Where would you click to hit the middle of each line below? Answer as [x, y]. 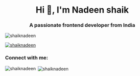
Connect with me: [27, 58]
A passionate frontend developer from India [82, 25]
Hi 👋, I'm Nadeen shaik [82, 10]
